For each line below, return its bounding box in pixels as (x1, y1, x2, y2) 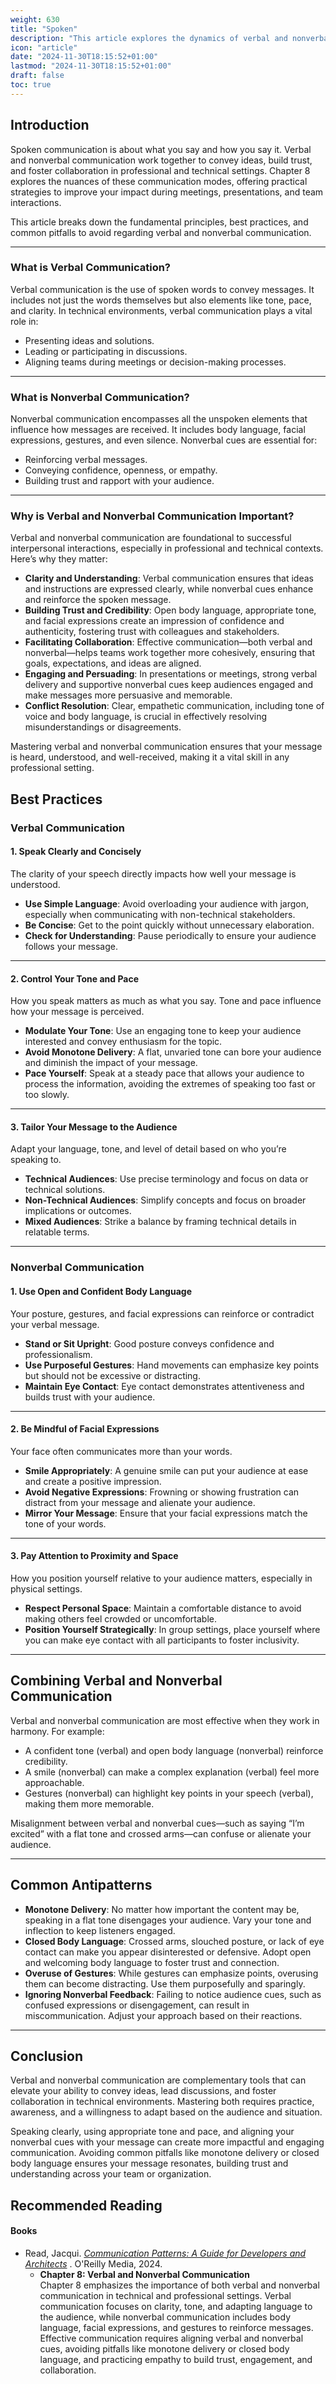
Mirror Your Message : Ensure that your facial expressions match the (24, 1507, 308, 1519)
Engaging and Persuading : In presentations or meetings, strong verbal (24, 668, 318, 680)
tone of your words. (24, 1517, 107, 1530)
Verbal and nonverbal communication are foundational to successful (10, 532, 292, 544)
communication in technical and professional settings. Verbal (39, 2289, 292, 2301)
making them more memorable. (24, 1797, 155, 1810)
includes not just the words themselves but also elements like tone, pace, (10, 294, 312, 306)
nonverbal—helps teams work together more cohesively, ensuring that (24, 647, 316, 659)
